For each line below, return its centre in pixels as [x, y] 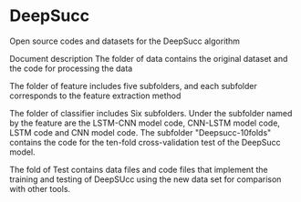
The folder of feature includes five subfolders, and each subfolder [133, 86]
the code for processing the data [71, 68]
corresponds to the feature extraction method [95, 96]
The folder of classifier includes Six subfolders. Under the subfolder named [151, 113]
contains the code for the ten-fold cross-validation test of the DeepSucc [145, 142]
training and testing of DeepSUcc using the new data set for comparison [145, 179]
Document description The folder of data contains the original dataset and [149, 58]
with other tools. [40, 188]
